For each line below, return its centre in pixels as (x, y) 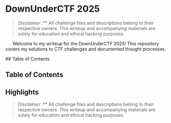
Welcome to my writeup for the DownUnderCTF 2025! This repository (86, 43)
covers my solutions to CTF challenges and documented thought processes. (86, 49)
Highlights (22, 92)
